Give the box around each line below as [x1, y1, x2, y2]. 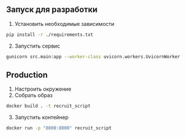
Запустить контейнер [14, 114, 69, 121]
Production [6, 70, 48, 80]
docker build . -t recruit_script [6, 103, 91, 109]
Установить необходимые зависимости [14, 20, 115, 27]
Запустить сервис [14, 42, 61, 49]
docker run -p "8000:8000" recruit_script [6, 125, 112, 131]
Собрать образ [14, 92, 53, 99]
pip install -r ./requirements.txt [6, 32, 94, 38]
